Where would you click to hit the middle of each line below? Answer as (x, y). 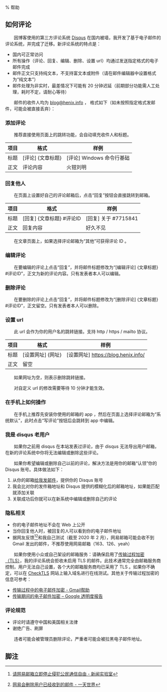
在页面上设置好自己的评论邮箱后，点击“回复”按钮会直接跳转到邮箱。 (83, 195)
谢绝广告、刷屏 (28, 629)
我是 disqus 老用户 (28, 434)
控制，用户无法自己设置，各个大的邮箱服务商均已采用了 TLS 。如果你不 (78, 567)
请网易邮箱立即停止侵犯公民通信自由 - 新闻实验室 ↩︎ (65, 674)
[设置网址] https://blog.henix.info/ (106, 355)
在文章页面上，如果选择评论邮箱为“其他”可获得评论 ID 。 (71, 241)
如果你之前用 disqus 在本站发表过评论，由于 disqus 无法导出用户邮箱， (86, 446)
